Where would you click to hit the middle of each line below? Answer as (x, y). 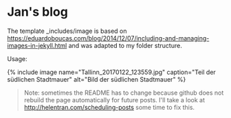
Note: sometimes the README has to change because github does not (124, 93)
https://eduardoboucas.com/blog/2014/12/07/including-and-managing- (108, 38)
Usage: (17, 58)
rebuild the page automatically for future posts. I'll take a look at (114, 99)
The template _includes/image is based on (67, 31)
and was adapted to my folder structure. (125, 45)
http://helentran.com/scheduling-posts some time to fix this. (109, 107)
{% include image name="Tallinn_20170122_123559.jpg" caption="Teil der (112, 72)
